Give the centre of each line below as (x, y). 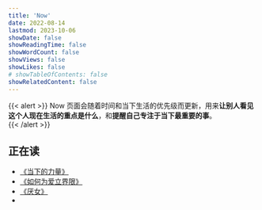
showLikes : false (37, 67)
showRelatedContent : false (53, 82)
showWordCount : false (44, 52)
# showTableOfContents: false (58, 74)
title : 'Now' (30, 15)
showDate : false (35, 38)
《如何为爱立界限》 (51, 181)
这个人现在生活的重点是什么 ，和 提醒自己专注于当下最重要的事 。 (112, 115)
